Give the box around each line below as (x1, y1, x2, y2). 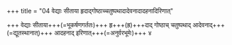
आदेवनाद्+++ (192, 21, 225, 29)
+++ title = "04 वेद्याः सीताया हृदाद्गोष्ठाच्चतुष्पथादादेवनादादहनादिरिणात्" (6, 7, 174, 15)
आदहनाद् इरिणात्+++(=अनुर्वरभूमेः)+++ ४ (54, 29, 152, 37)
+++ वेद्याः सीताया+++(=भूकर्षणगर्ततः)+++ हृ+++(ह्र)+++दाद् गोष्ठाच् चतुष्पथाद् (6, 21, 192, 29)
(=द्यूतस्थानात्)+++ (6, 29, 53, 37)
